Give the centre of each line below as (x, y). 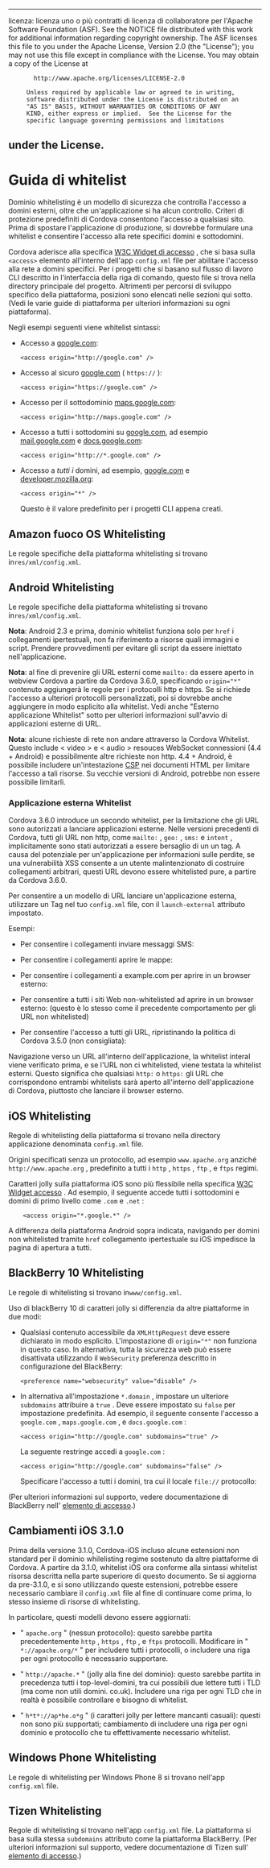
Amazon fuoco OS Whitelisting (87, 534)
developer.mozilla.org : (57, 479)
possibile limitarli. (37, 781)
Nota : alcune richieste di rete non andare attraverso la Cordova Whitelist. (129, 739)
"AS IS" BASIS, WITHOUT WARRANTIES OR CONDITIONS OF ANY (123, 106)
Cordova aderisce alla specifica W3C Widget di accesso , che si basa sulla (132, 252)
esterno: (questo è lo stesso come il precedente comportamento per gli (138, 1009)
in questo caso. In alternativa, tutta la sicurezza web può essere (125, 1349)
